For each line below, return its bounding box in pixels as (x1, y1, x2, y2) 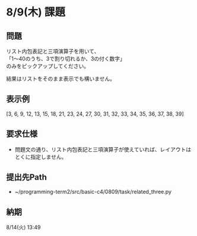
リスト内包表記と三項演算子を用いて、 (6, 48, 100, 55)
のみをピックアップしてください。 (6, 63, 90, 69)
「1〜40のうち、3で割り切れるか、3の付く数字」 (6, 55, 126, 62)
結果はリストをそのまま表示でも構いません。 (6, 75, 116, 82)
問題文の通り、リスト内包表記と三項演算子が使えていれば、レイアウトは (14, 146, 192, 153)
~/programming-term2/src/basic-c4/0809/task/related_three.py (14, 188, 172, 196)
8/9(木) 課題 (6, 5, 66, 19)
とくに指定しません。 (14, 153, 67, 160)
